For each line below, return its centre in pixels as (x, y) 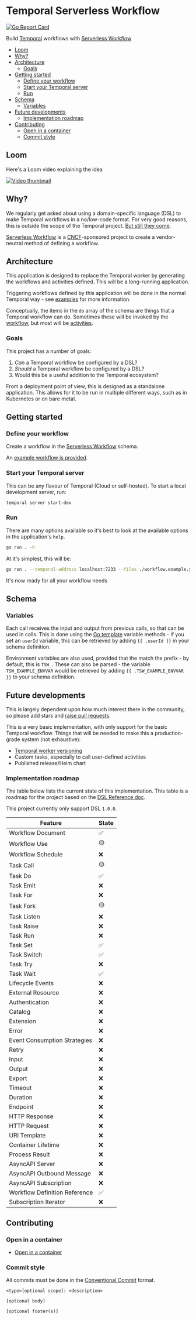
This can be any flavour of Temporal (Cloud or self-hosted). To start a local (96, 486)
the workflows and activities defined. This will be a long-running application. (98, 282)
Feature (51, 823)
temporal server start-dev (39, 503)
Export (18, 1078)
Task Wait (22, 974)
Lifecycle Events (32, 983)
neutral (15, 243)
